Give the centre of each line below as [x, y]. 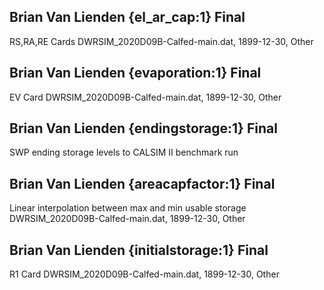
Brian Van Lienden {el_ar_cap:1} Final [127, 17]
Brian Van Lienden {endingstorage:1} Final [143, 128]
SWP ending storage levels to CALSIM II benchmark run [124, 152]
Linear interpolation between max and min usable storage [128, 208]
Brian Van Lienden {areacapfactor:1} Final [142, 183]
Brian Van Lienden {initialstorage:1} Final [139, 250]
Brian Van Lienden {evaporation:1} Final [135, 73]
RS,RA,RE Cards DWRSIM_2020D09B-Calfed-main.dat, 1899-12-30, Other [161, 41]
